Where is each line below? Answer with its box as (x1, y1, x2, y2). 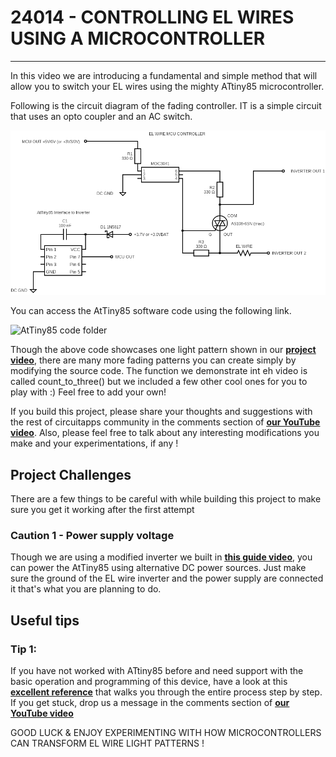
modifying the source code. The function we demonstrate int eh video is (10, 365, 308, 377)
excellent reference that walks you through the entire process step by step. (10, 686, 323, 698)
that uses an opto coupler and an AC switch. (10, 110, 193, 122)
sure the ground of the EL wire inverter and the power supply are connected (10, 572, 324, 585)
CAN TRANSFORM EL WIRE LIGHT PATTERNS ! (10, 737, 205, 750)
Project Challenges (10, 466, 132, 483)
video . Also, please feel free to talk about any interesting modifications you (10, 427, 320, 439)
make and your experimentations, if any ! (10, 437, 179, 450)
